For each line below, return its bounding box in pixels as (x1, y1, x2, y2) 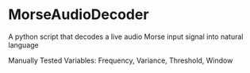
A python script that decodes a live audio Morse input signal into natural (8, 32, 244, 41)
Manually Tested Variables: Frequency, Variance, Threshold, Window (8, 56, 233, 65)
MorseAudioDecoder (8, 6, 149, 24)
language (8, 40, 39, 49)
